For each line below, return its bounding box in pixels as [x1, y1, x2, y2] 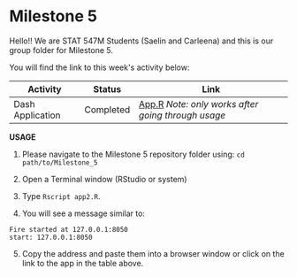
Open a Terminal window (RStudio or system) [21, 173, 187, 184]
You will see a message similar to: [21, 208, 146, 219]
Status [93, 82, 122, 95]
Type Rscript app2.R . [21, 190, 101, 201]
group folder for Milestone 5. [9, 44, 113, 55]
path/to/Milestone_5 [21, 158, 98, 167]
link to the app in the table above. [21, 258, 144, 268]
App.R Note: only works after [138, 97, 259, 110]
